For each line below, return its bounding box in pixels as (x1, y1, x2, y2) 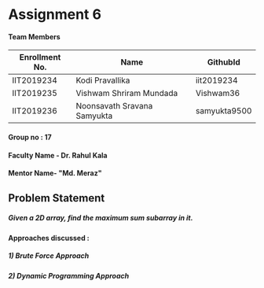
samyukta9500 (195, 105, 252, 116)
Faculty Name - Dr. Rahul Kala (8, 150, 108, 160)
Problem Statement (8, 191, 105, 205)
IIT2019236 (12, 105, 57, 116)
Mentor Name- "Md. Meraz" (8, 168, 102, 178)
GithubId (207, 57, 241, 68)
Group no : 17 (8, 132, 53, 142)
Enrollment (19, 52, 61, 63)
